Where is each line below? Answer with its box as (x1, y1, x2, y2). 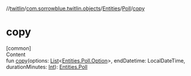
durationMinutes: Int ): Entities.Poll (6, 63, 88, 70)
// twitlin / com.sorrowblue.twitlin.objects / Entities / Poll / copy (6, 5, 145, 12)
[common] (6, 44, 31, 51)
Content (6, 51, 26, 58)
